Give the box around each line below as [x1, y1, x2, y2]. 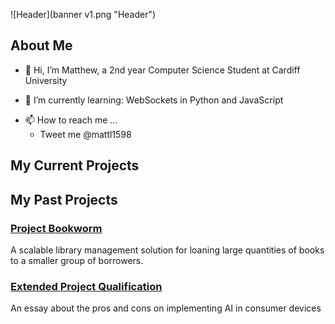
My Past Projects [10, 191, 118, 208]
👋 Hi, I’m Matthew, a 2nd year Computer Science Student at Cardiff [24, 64, 301, 76]
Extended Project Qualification [10, 279, 163, 293]
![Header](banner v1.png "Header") [10, 9, 157, 20]
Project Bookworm [10, 221, 103, 235]
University [24, 74, 68, 86]
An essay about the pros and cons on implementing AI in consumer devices [10, 302, 322, 314]
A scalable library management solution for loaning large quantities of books [10, 244, 325, 256]
